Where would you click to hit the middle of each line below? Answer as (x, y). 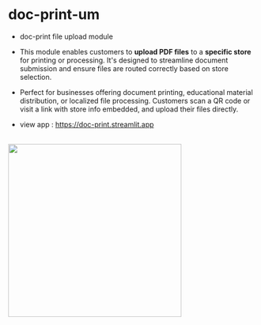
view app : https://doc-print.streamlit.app (87, 124)
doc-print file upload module (66, 36)
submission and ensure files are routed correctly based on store (124, 68)
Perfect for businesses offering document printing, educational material (136, 92)
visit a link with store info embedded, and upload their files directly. (129, 109)
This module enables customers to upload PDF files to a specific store (135, 51)
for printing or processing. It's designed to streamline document (124, 60)
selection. (36, 77)
